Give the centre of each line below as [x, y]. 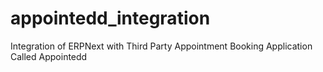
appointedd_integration [110, 18]
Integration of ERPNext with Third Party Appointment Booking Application [161, 46]
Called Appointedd [49, 56]
